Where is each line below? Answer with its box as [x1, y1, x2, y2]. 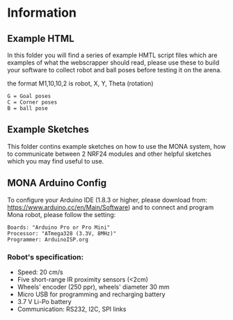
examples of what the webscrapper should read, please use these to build [7, 58, 220, 67]
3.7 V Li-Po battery [17, 297, 72, 305]
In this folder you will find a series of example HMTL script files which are [7, 51, 218, 59]
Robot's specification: [7, 252, 84, 262]
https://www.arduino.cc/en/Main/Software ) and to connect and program [7, 203, 214, 211]
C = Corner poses [7, 99, 58, 106]
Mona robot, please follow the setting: [7, 210, 116, 218]
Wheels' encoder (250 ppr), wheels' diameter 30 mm [17, 282, 170, 291]
